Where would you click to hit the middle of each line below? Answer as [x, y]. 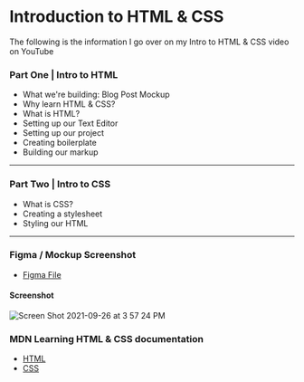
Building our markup [60, 152]
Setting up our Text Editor [70, 123]
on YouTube [32, 51]
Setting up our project [63, 133]
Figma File [42, 274]
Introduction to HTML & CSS [117, 17]
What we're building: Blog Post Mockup [96, 95]
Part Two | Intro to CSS [60, 185]
